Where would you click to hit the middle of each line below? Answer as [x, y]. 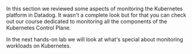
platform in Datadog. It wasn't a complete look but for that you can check [96, 15]
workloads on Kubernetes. [39, 46]
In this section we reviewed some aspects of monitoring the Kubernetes [95, 9]
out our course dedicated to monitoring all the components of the [87, 21]
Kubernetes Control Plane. [39, 28]
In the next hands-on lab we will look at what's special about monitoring [95, 39]
